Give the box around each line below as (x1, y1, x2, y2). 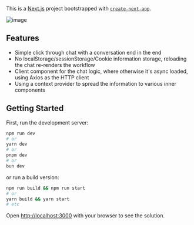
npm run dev (6, 130, 35, 136)
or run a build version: (6, 173, 59, 181)
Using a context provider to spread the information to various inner (14, 80, 176, 87)
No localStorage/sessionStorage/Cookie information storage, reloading (14, 55, 187, 62)
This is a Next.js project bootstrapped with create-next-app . (6, 5, 152, 12)
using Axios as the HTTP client (14, 73, 89, 81)
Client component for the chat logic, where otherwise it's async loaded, (14, 68, 188, 75)
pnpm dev (6, 152, 28, 158)
